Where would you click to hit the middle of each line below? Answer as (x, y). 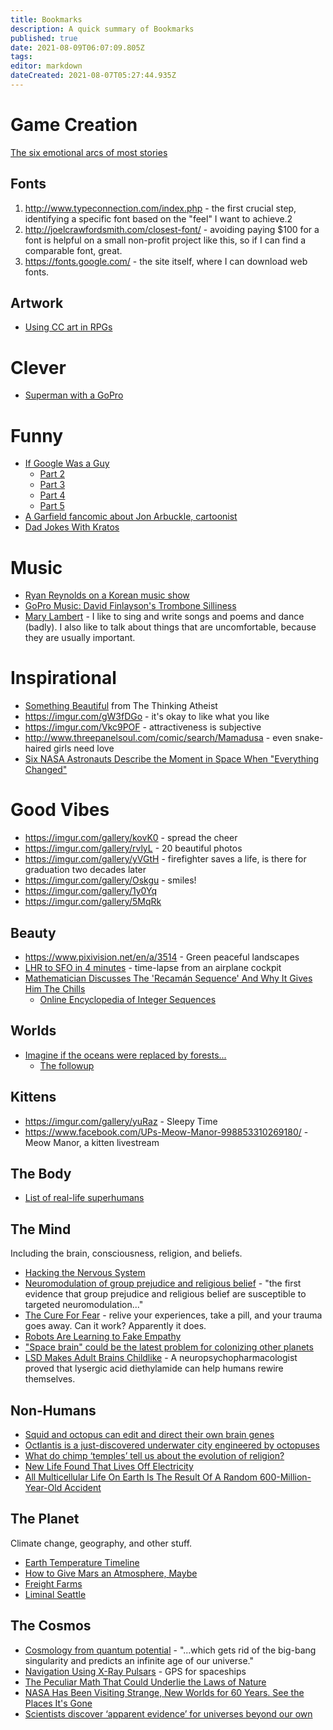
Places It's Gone (58, 1703)
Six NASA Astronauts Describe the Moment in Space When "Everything (172, 759)
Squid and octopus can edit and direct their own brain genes (149, 1434)
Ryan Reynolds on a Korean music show (107, 595)
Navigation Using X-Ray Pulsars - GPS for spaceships (135, 1671)
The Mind (41, 1229)
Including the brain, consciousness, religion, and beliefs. (126, 1253)
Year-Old (43, 1487)
